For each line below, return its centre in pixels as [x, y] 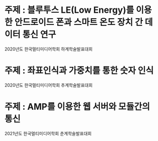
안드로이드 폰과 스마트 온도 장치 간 [79, 22]
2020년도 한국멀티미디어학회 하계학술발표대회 [49, 49]
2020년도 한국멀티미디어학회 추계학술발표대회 [49, 85]
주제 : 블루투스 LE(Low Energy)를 [69, 10]
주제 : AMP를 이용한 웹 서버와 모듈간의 [77, 107]
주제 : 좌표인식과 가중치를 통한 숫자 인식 [79, 71]
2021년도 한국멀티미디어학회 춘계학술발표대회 [48, 133]
